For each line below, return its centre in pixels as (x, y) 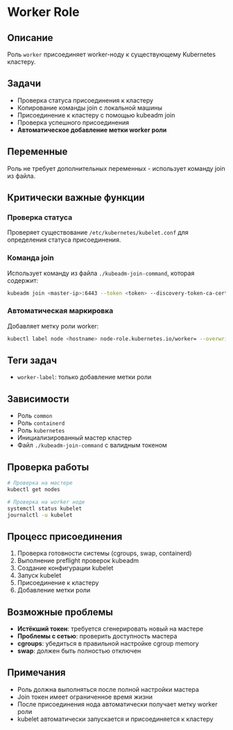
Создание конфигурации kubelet (65, 568)
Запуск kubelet (39, 575)
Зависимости (38, 399)
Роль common (35, 416)
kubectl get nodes (34, 489)
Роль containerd (41, 423)
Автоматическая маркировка (60, 311)
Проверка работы (48, 467)
